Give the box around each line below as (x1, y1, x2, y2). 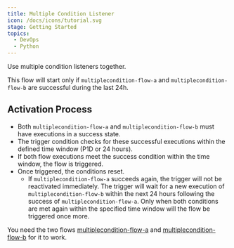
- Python (13, 43, 39, 50)
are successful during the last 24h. (27, 84, 129, 91)
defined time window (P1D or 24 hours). (17, 145, 134, 153)
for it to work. (27, 233, 67, 241)
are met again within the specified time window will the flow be (27, 204, 211, 213)
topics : (7, 30, 30, 37)
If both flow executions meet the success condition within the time (17, 152, 210, 160)
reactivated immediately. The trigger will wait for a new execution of (27, 182, 225, 190)
